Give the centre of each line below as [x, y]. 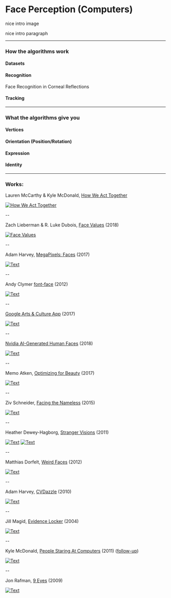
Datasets [15, 63]
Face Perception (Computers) [69, 9]
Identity [14, 165]
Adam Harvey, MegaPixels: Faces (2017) [48, 255]
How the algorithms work [37, 51]
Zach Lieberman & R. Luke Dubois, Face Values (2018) [62, 225]
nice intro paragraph [27, 33]
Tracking [15, 98]
